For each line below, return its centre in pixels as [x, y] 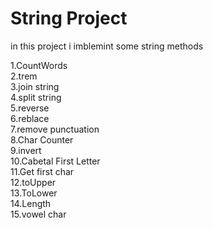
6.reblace [30, 118]
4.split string [36, 97]
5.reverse [30, 108]
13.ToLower [34, 193]
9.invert [26, 150]
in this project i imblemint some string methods [107, 46]
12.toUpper [33, 182]
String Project [69, 18]
